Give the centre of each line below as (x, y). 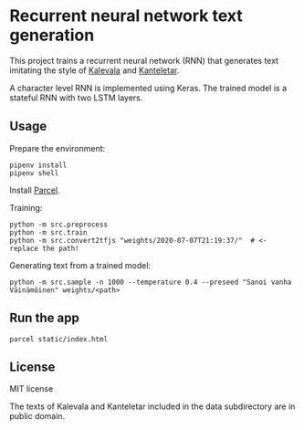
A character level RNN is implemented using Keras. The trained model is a (148, 88)
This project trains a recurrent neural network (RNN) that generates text (144, 60)
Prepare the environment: (58, 148)
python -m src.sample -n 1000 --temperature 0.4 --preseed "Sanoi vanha (151, 282)
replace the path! (44, 248)
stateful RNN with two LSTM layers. (76, 98)
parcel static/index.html (58, 339)
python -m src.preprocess (58, 225)
